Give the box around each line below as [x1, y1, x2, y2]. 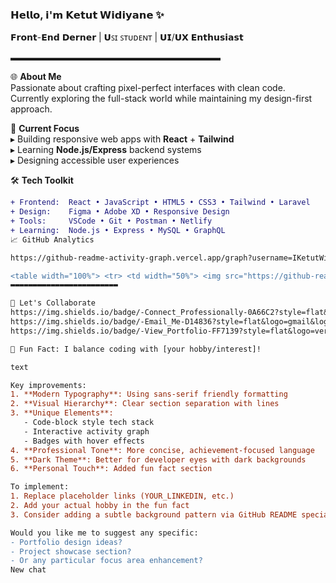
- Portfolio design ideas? [10, 537, 123, 547]
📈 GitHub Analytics [10, 234, 95, 245]
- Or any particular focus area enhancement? [10, 556, 203, 566]
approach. [10, 103, 53, 115]
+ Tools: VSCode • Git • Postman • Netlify [10, 216, 213, 227]
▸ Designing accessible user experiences [10, 154, 180, 167]
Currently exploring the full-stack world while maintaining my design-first [10, 93, 313, 105]
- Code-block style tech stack [23, 418, 155, 428]
